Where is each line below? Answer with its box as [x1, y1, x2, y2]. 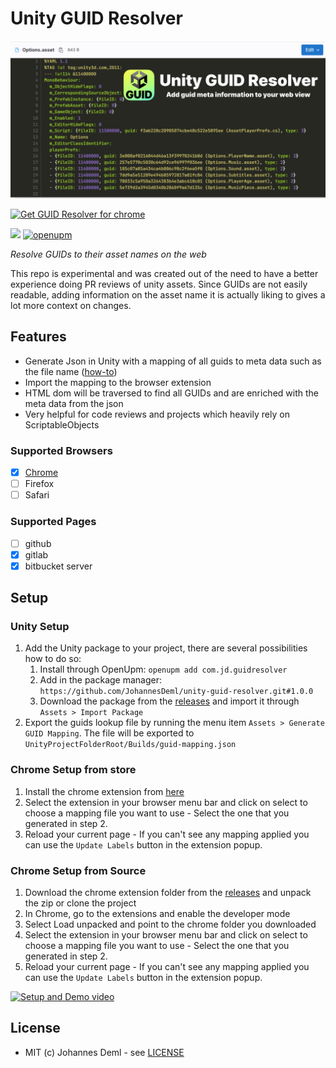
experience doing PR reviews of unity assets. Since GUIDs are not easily [10, 278, 308, 290]
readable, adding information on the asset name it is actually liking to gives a [10, 288, 326, 301]
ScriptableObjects [24, 418, 100, 431]
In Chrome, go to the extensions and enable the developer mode [24, 908, 291, 919]
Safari [24, 489, 50, 501]
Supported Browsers [10, 443, 113, 457]
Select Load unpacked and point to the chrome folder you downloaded [24, 918, 317, 930]
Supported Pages [10, 515, 97, 529]
